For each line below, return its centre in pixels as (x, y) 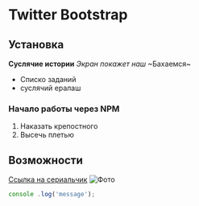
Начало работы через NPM (64, 109)
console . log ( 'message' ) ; (52, 195)
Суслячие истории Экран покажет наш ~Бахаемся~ (100, 64)
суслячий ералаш (50, 88)
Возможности (46, 160)
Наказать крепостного (59, 126)
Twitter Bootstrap (68, 15)
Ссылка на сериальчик (48, 179)
